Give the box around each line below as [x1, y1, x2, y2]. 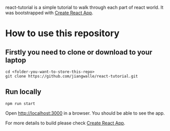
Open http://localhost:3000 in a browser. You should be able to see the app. [5, 110, 165, 116]
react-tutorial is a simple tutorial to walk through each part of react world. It [5, 5, 164, 10]
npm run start [5, 101, 36, 106]
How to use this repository [5, 28, 120, 39]
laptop [5, 56, 27, 64]
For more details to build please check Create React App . [5, 120, 126, 126]
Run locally [5, 88, 42, 96]
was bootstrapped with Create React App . [5, 10, 93, 16]
